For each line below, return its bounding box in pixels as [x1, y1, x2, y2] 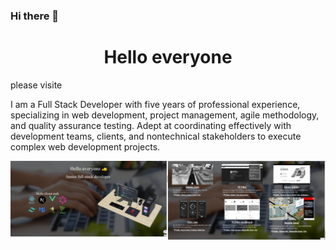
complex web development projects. [10, 140, 161, 153]
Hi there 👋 [10, 9, 60, 23]
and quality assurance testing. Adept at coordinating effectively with [10, 119, 292, 131]
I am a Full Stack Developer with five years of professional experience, [10, 98, 301, 110]
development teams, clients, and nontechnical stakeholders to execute [10, 130, 302, 142]
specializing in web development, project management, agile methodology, [10, 109, 320, 121]
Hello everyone [103, 46, 233, 69]
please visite [10, 79, 63, 91]
